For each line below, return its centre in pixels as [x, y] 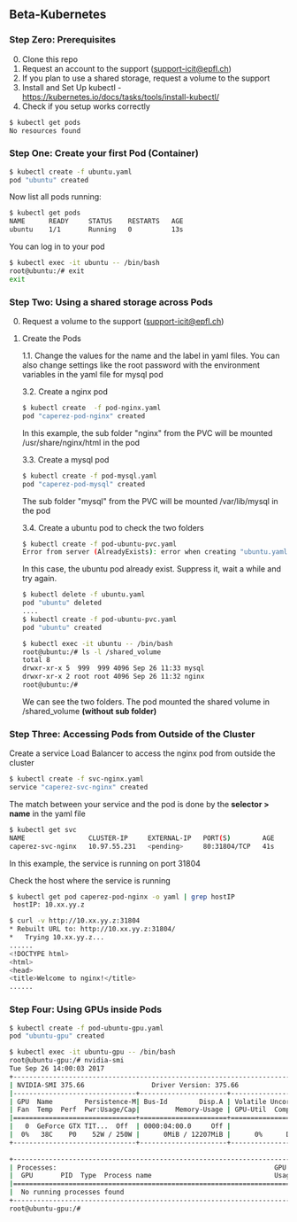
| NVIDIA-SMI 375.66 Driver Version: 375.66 [124, 1085]
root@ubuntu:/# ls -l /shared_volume [91, 652]
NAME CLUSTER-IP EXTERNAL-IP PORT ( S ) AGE [142, 838]
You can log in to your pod [57, 246]
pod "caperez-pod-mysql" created [84, 484]
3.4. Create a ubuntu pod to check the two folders [113, 527]
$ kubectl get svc [43, 829]
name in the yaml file [47, 813]
